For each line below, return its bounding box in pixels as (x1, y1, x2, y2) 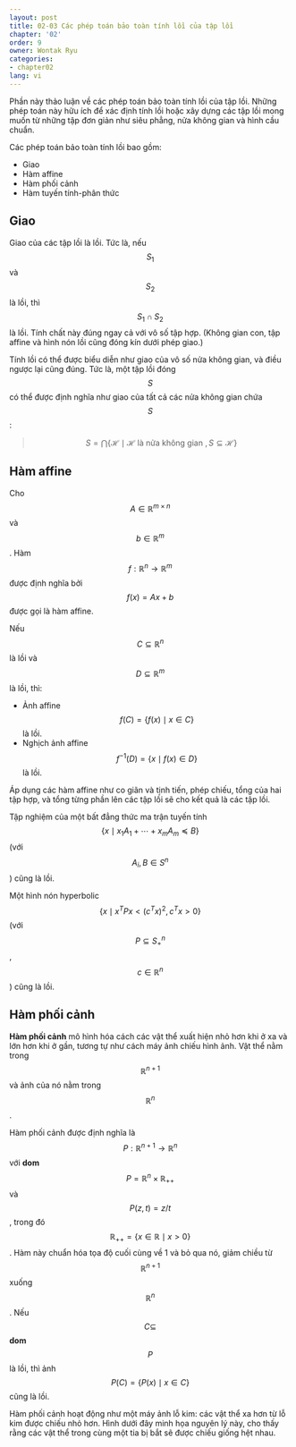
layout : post (9, 13, 58, 22)
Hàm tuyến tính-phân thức (21, 187, 120, 198)
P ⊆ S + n (135, 934, 165, 948)
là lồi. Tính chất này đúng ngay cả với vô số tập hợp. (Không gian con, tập (9, 327, 281, 338)
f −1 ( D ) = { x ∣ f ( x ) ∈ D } (115, 752, 199, 764)
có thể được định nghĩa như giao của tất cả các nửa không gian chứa (9, 391, 263, 402)
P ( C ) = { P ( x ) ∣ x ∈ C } (110, 1377, 190, 1388)
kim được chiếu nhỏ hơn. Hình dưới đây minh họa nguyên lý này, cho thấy (9, 1418, 280, 1429)
